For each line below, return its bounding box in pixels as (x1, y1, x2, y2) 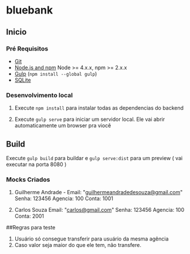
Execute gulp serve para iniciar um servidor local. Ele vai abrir (14, 116, 165, 123)
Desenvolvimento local (6, 91, 73, 99)
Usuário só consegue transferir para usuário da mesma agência (14, 235, 169, 242)
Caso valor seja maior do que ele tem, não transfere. (14, 242, 142, 249)
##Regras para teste (6, 224, 56, 231)
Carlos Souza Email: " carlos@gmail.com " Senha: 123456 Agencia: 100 (14, 206, 185, 214)
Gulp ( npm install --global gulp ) (14, 70, 97, 77)
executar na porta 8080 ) (6, 161, 67, 168)
